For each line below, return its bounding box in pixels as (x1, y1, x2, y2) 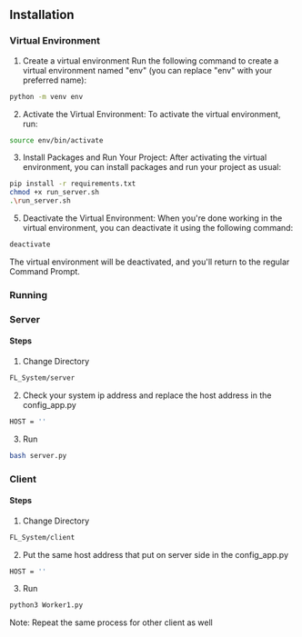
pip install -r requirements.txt (9, 179, 136, 189)
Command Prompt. (9, 265, 80, 276)
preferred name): (22, 75, 87, 85)
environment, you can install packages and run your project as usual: (22, 162, 282, 173)
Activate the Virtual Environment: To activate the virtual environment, (22, 108, 281, 119)
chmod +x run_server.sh (9, 188, 100, 197)
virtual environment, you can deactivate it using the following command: (22, 223, 294, 234)
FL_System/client (9, 532, 75, 542)
